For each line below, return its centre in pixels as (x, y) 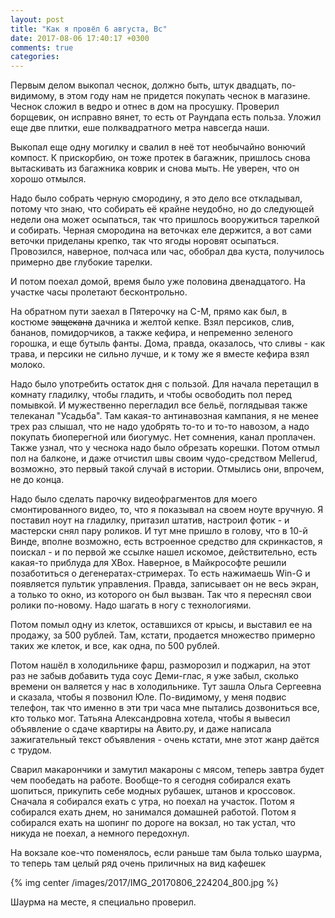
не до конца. (37, 480)
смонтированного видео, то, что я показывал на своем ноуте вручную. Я (167, 510)
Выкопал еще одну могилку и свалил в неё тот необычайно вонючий (158, 147)
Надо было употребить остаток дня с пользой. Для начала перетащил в (165, 384)
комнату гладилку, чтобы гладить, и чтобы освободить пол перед (151, 395)
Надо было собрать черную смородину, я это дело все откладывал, (156, 198)
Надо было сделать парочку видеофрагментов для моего (134, 499)
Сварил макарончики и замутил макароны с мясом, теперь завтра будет (167, 770)
